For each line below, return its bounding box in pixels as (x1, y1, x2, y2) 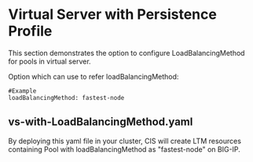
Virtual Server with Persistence (8, 6, 218, 24)
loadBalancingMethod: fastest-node (8, 94, 125, 101)
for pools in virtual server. (8, 57, 92, 66)
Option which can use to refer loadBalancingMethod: (8, 72, 179, 81)
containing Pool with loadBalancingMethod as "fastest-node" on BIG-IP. (8, 144, 241, 154)
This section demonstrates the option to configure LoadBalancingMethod (8, 48, 245, 57)
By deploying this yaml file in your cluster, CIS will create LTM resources (8, 136, 242, 145)
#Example (8, 87, 37, 95)
